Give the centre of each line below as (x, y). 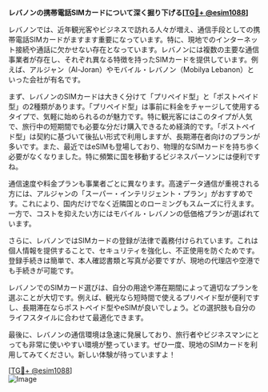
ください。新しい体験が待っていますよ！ (109, 354)
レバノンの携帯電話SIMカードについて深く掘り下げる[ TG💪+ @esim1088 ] (128, 12)
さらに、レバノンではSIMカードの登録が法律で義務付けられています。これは (133, 240)
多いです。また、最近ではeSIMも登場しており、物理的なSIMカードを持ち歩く (134, 146)
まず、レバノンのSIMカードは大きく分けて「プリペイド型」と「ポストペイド (134, 96)
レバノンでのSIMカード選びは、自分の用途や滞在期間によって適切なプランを (134, 288)
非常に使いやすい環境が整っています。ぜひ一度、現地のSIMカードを (139, 344)
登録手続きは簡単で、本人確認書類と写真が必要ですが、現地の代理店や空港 (131, 260)
